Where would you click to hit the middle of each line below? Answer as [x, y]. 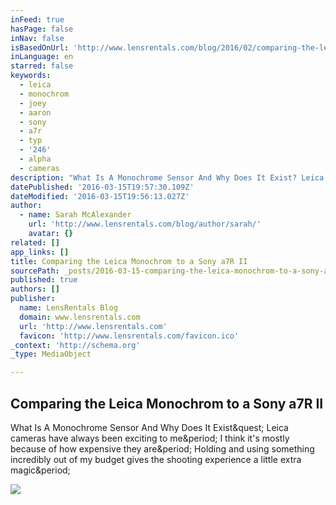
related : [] [35, 242]
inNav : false [37, 38]
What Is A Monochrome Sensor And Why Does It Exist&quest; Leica [149, 427]
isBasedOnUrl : [40, 47]
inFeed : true [37, 19]
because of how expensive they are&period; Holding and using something [162, 448]
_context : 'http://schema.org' [75, 345]
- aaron [35, 112]
